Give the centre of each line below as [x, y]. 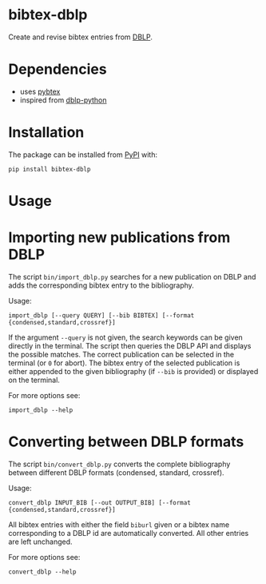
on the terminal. [34, 380]
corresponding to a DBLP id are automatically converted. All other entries [129, 533]
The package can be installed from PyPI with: [83, 155]
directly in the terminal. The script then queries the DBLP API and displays [130, 345]
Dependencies [58, 69]
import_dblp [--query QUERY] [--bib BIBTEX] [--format [101, 315]
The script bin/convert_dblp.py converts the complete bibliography [119, 464]
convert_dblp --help [43, 572]
